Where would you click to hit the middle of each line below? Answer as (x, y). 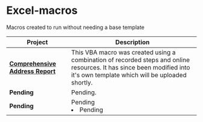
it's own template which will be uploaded (129, 75)
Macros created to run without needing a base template (76, 27)
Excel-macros (42, 11)
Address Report (33, 71)
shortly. (82, 82)
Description (132, 42)
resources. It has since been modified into (131, 67)
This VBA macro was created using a (124, 52)
